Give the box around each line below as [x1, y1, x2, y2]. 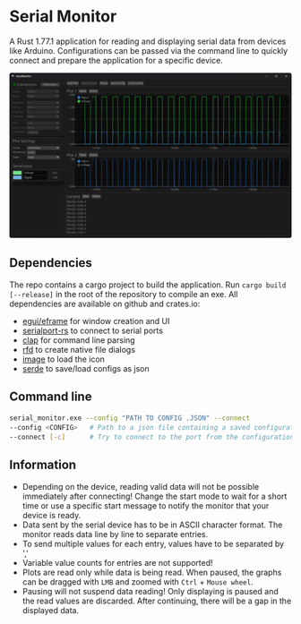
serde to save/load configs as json [21, 363, 150, 373]
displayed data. [21, 604, 80, 615]
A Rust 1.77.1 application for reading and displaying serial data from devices [9, 36, 287, 47]
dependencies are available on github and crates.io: [9, 298, 201, 309]
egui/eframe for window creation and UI [21, 315, 170, 326]
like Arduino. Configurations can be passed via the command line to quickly [9, 45, 288, 56]
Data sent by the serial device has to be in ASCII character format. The [21, 519, 283, 530]
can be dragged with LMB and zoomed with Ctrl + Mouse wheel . [21, 576, 254, 587]
